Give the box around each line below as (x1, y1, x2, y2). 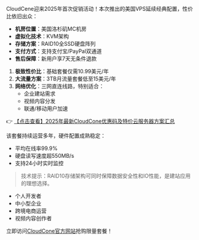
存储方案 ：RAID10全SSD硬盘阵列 (14, 40, 96, 47)
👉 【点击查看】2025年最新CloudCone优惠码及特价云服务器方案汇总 (6, 118, 175, 124)
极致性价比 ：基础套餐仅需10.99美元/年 (14, 68, 109, 74)
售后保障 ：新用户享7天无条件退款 (14, 55, 97, 62)
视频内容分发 (23, 98, 56, 104)
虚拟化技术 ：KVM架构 (14, 33, 69, 40)
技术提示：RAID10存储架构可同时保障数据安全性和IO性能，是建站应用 (20, 172, 191, 179)
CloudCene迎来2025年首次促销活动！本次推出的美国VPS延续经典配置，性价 (6, 5, 193, 12)
